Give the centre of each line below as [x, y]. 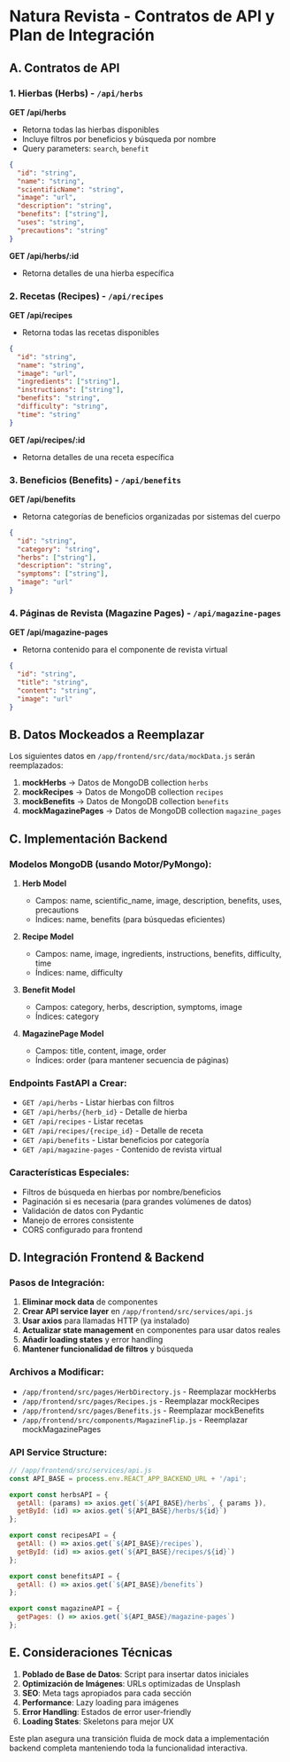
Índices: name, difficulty [79, 973]
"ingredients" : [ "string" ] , [69, 382]
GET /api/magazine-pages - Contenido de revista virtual [122, 1149]
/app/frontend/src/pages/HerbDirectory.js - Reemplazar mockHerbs [149, 1391]
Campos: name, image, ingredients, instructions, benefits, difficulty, [158, 954]
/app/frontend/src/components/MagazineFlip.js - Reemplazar [135, 1420]
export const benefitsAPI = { [65, 1576]
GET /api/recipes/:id [47, 440]
